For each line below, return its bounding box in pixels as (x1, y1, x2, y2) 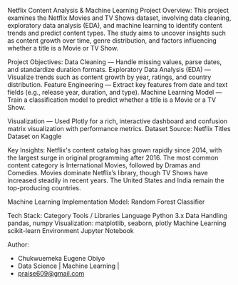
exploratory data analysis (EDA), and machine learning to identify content (7, 21, 222, 29)
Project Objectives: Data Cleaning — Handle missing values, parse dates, (7, 58, 222, 66)
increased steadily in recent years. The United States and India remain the (7, 176, 224, 185)
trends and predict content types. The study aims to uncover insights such (7, 28, 227, 37)
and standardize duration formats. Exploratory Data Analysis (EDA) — (7, 66, 212, 73)
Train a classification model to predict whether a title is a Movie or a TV (7, 95, 216, 104)
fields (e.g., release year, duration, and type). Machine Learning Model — (7, 88, 222, 96)
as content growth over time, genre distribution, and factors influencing (7, 36, 217, 45)
